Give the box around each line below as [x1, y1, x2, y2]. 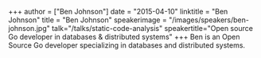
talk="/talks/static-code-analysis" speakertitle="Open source [51, 24, 253, 33]
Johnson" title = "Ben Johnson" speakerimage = [8, 15, 167, 25]
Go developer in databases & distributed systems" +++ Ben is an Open [8, 32, 240, 41]
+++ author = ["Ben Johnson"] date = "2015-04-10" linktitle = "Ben [8, 7, 228, 16]
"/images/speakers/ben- [168, 15, 249, 25]
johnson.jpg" [8, 24, 50, 33]
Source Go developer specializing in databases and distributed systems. [8, 41, 245, 50]
